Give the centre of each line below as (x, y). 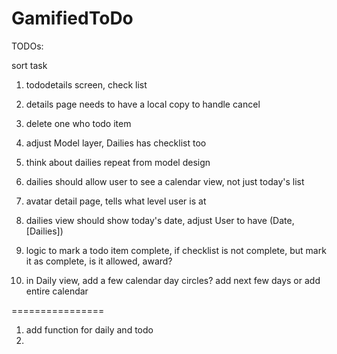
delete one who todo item (78, 123)
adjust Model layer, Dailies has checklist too (116, 143)
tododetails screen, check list (86, 84)
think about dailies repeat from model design (118, 162)
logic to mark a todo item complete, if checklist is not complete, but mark (176, 250)
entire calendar (57, 291)
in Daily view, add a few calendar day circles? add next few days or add (173, 280)
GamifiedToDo (72, 18)
